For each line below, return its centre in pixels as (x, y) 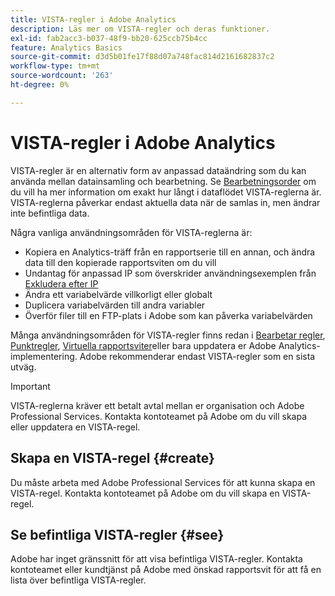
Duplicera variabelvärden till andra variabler (115, 305)
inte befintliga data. (50, 213)
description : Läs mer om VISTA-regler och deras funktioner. (140, 29)
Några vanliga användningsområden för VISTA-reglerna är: (131, 232)
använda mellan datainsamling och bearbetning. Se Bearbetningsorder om (163, 181)
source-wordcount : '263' (62, 76)
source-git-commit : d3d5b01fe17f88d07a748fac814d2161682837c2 (142, 57)
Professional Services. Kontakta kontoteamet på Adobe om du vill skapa (158, 416)
